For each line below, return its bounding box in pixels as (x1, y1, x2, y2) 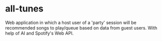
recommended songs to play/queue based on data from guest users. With (5, 24, 157, 30)
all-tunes (5, 3, 44, 14)
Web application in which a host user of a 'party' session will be (5, 19, 136, 25)
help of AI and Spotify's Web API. (5, 30, 74, 36)
